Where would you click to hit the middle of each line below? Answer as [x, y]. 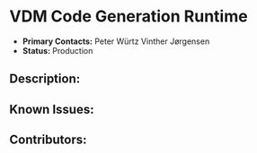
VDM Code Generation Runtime [129, 17]
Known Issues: [52, 109]
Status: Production [58, 50]
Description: [45, 79]
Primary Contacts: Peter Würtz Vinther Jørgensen [116, 41]
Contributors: [48, 140]
